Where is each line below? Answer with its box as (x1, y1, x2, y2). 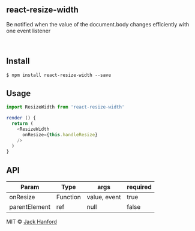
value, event (86, 193, 121, 202)
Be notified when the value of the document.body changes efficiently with (6, 20, 190, 28)
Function (56, 193, 81, 202)
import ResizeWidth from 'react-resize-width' (6, 104, 125, 110)
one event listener (6, 27, 51, 34)
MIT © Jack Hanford (6, 218, 57, 226)
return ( (11, 121, 34, 127)
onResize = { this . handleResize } (22, 131, 98, 137)
